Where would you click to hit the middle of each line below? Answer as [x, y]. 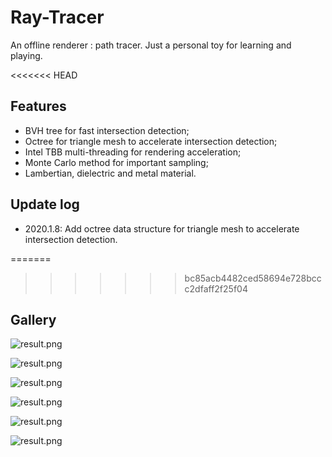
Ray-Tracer [57, 17]
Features [38, 106]
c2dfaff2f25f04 [216, 288]
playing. [26, 55]
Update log [45, 204]
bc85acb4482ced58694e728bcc [253, 278]
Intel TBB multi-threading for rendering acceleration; [133, 152]
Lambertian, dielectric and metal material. [110, 173]
